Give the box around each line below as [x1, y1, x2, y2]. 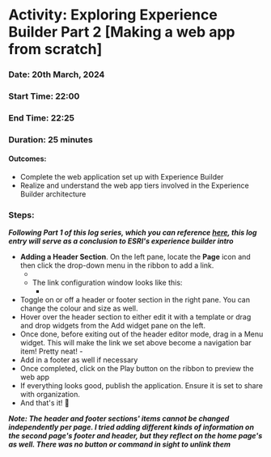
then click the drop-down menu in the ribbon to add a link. [19, 260, 214, 270]
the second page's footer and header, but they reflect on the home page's [8, 431, 263, 441]
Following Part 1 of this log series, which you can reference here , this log [8, 228, 257, 238]
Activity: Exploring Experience [8, 6, 218, 24]
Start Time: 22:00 [8, 91, 80, 102]
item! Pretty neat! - [19, 346, 83, 357]
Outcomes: [8, 154, 47, 163]
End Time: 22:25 [8, 112, 75, 123]
